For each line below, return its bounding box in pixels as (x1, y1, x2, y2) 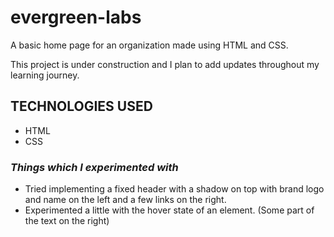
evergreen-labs (10, 6, 142, 29)
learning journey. (10, 69, 80, 81)
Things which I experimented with (10, 160, 179, 174)
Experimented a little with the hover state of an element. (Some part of (24, 204, 315, 216)
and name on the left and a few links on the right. (24, 194, 227, 206)
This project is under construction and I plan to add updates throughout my (10, 58, 320, 70)
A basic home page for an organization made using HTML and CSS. (10, 39, 289, 51)
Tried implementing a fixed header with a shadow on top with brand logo (24, 183, 325, 195)
